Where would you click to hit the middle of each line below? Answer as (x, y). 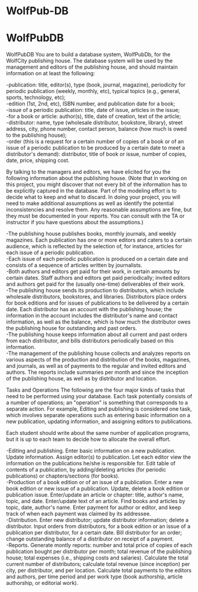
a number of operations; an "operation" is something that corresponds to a (97, 403)
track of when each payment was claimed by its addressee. (79, 514)
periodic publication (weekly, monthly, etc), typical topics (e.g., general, (93, 91)
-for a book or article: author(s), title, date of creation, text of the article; (94, 116)
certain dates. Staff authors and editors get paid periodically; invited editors (98, 278)
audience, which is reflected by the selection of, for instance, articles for (94, 247)
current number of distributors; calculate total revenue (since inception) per (98, 564)
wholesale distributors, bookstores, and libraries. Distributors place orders (97, 297)
